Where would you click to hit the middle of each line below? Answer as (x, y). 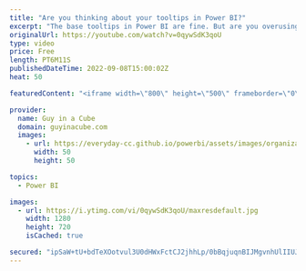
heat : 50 (26, 77)
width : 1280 (48, 219)
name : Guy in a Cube (56, 118)
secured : (26, 252)
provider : (28, 110)
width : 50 (52, 152)
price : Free (32, 52)
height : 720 (48, 227)
